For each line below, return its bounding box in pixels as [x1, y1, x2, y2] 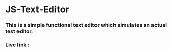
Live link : [5, 41, 30, 48]
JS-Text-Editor [5, 4, 69, 15]
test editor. [5, 28, 33, 35]
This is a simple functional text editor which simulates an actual [5, 22, 167, 29]
